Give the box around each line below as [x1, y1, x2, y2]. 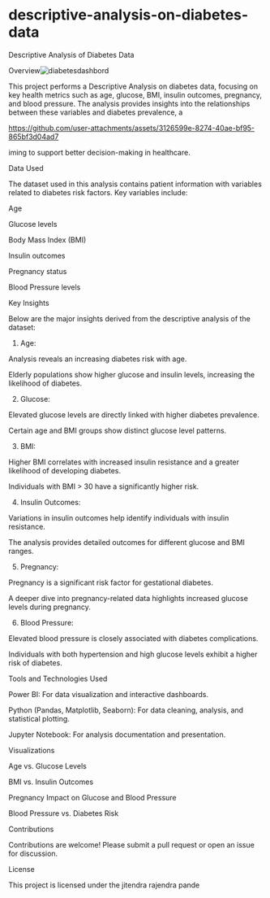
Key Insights [8, 298, 50, 307]
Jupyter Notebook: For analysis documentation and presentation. [8, 730, 226, 739]
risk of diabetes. [8, 657, 62, 668]
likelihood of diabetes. [8, 378, 83, 388]
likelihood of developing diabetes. [8, 465, 122, 475]
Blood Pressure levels [8, 282, 81, 292]
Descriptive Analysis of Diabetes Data [8, 50, 135, 59]
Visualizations [8, 745, 55, 755]
